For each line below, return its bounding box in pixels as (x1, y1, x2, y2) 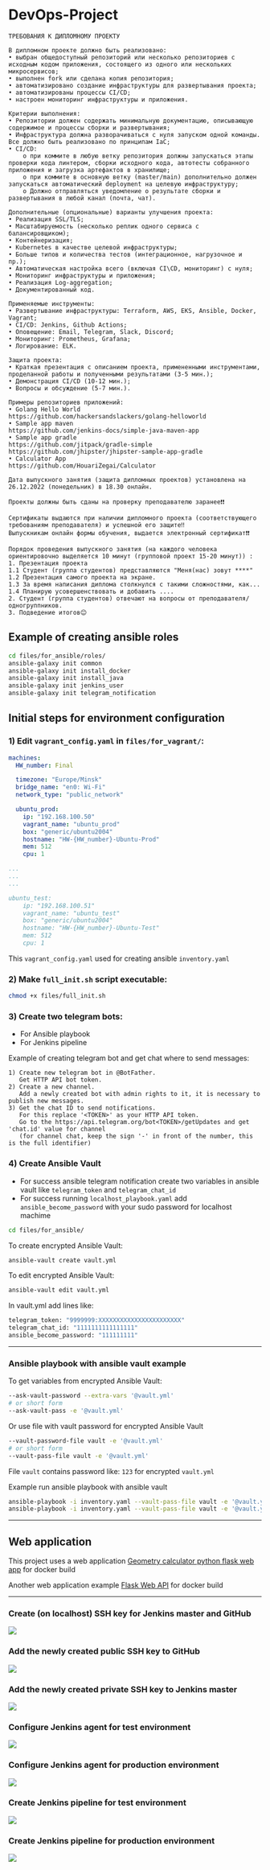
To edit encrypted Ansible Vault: (8, 1271, 115, 1280)
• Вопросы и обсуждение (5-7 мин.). (8, 384, 131, 392)
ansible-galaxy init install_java (8, 674, 125, 682)
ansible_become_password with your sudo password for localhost (19, 1201, 232, 1212)
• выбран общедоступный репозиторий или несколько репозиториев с (8, 53, 235, 61)
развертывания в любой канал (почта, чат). (8, 194, 157, 202)
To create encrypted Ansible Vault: (8, 1241, 123, 1250)
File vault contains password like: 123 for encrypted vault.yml (8, 1466, 215, 1476)
